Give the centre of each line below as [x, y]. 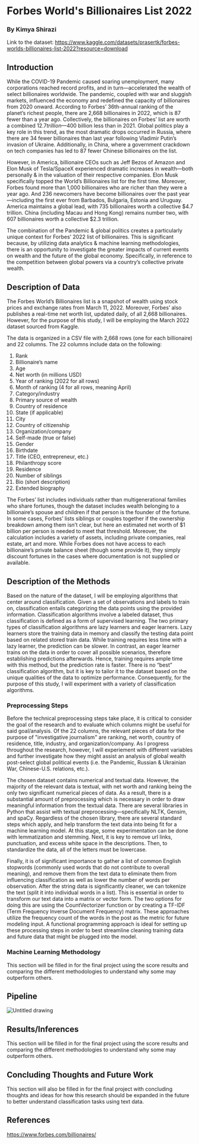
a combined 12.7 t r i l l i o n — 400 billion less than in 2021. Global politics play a [97, 126]
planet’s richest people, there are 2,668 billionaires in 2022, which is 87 [94, 113]
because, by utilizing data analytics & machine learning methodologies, [93, 243]
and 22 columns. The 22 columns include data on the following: [84, 345]
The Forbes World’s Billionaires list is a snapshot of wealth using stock [92, 301]
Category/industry [37, 394]
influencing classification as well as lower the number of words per [89, 880]
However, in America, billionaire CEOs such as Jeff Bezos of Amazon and [96, 162]
